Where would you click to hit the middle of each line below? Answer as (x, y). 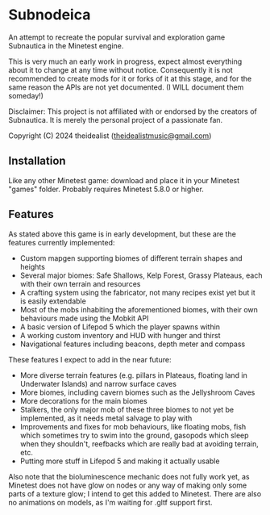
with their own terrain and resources (80, 283)
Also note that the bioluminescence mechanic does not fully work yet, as (129, 476)
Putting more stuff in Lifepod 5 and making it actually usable (120, 461)
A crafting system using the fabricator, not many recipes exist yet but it (137, 292)
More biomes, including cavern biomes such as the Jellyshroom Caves (137, 392)
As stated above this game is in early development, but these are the (122, 234)
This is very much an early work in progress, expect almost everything (125, 61)
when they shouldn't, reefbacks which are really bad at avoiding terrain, (139, 444)
